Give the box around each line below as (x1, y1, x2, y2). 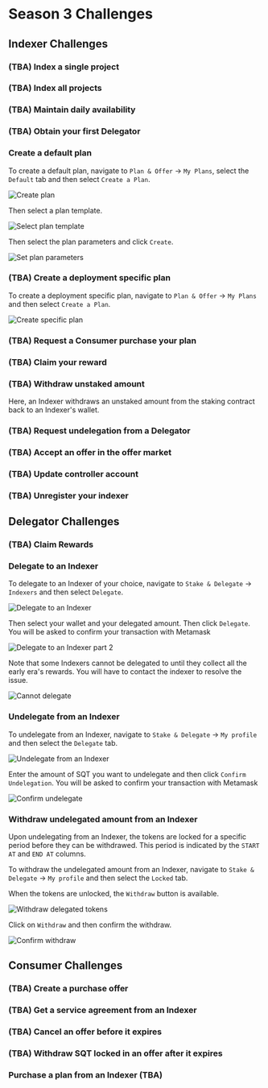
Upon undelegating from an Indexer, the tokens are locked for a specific (8, 831, 247, 842)
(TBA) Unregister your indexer (8, 490, 129, 501)
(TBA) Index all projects (8, 82, 102, 93)
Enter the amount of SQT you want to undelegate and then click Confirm (8, 769, 247, 779)
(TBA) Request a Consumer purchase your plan (8, 335, 197, 346)
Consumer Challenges (8, 959, 123, 973)
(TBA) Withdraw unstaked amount (8, 378, 145, 389)
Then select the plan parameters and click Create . (8, 237, 174, 246)
